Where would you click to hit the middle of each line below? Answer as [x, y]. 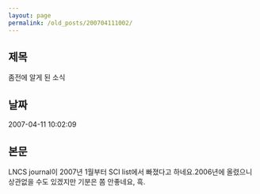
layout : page [30, 15]
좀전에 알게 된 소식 [37, 78]
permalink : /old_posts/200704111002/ [71, 23]
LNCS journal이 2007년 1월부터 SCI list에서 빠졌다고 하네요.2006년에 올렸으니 [130, 172]
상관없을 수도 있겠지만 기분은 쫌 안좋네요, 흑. [77, 181]
